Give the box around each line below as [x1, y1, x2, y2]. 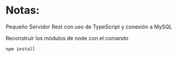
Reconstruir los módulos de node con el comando [5, 34, 129, 41]
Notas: [5, 4, 40, 17]
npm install [5, 46, 35, 52]
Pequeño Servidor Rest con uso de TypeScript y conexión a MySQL [5, 23, 173, 30]
